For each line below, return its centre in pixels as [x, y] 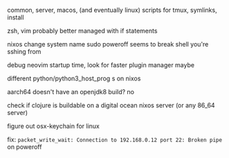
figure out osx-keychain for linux [54, 126]
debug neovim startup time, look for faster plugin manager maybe [101, 65]
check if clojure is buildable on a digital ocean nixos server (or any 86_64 [111, 105]
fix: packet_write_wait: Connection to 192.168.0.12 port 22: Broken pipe [115, 139]
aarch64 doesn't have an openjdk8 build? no [71, 92]
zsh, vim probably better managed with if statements [82, 31]
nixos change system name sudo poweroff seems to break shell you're [108, 44]
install [16, 17]
